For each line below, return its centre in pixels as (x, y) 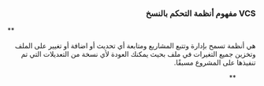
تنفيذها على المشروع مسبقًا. (215, 62)
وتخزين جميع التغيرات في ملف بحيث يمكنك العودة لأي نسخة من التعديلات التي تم (138, 54)
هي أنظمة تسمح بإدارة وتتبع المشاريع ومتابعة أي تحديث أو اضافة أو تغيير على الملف (135, 46)
